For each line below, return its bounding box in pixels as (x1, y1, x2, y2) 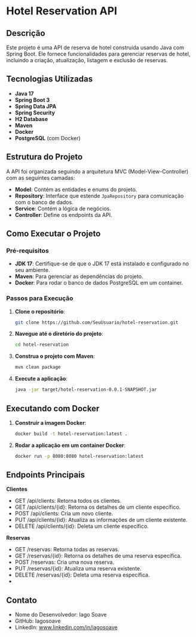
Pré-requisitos (6, 246, 49, 255)
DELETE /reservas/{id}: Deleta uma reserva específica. (14, 571, 151, 579)
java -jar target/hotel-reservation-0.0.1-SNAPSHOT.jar (14, 387, 157, 393)
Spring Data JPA (14, 102, 57, 110)
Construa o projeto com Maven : (14, 352, 96, 360)
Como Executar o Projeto (6, 229, 101, 239)
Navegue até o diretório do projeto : (14, 330, 103, 337)
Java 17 (14, 90, 34, 97)
